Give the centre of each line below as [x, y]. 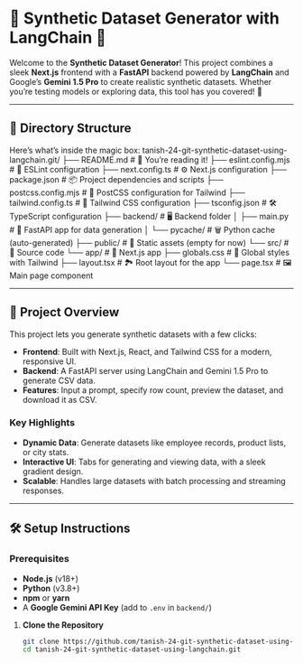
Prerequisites [39, 559]
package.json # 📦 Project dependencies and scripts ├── [116, 179]
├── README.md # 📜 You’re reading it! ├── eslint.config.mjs [176, 159]
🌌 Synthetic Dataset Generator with [144, 19]
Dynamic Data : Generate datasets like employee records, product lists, [154, 443]
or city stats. [46, 452]
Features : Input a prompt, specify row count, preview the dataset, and [153, 390]
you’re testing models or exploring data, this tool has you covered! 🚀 [136, 91]
